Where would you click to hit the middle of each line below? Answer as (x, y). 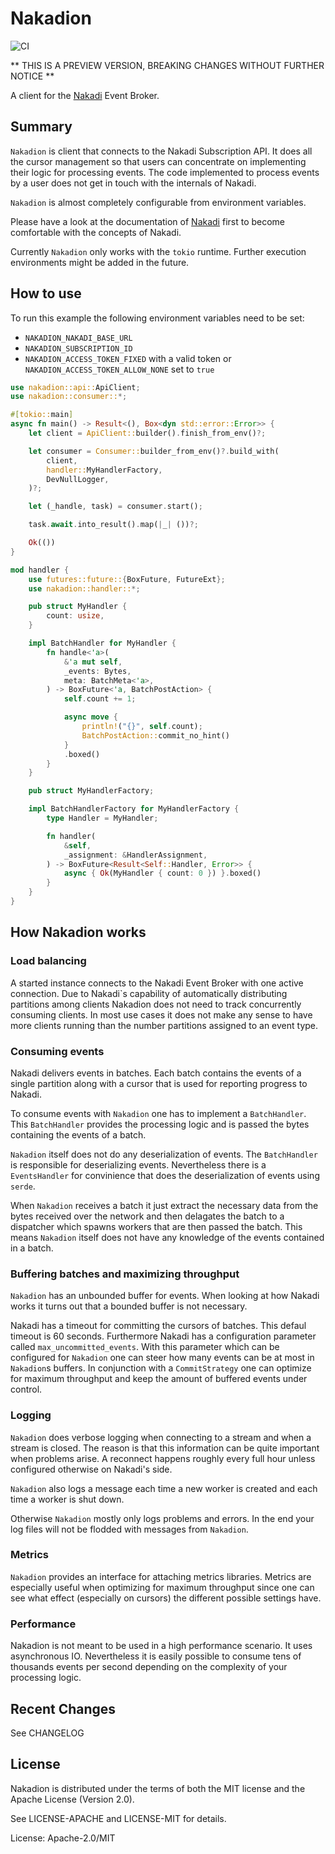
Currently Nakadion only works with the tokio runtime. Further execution (158, 251)
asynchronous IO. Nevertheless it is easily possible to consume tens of (156, 1656)
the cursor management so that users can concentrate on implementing (158, 161)
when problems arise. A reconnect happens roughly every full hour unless (163, 1458)
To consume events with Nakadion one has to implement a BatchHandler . (158, 1113)
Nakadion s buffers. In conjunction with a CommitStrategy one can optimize (161, 1368)
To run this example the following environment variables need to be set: (157, 318)
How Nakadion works (78, 932)
